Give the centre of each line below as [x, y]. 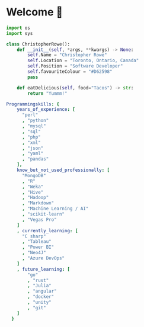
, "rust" [38, 280]
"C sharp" [34, 236]
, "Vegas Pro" [39, 219]
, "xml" [31, 142]
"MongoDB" [34, 175]
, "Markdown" [38, 203]
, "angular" [42, 291]
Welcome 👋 [35, 12]
